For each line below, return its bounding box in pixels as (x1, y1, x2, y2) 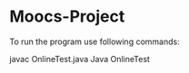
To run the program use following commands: (9, 36, 180, 47)
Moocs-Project (9, 6, 125, 27)
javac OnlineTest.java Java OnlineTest (9, 53, 150, 64)
